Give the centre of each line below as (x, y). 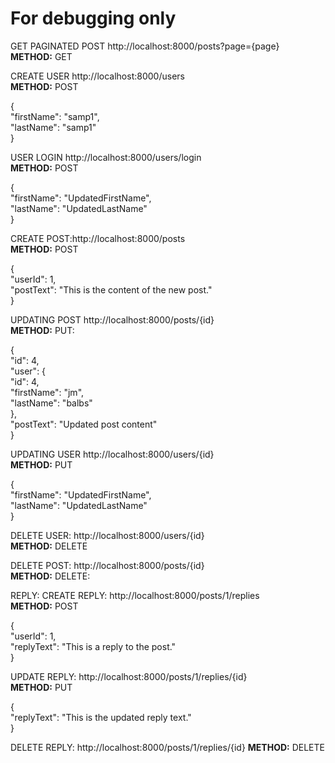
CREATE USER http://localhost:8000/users (97, 76)
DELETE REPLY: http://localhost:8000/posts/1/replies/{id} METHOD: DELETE (167, 747)
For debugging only (93, 18)
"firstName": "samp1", (55, 116)
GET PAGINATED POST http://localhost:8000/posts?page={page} (145, 46)
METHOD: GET (41, 56)
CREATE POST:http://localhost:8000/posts (98, 238)
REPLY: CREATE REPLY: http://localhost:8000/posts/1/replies (135, 595)
